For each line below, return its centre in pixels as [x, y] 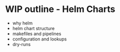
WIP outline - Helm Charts [60, 9]
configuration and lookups [39, 39]
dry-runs [21, 44]
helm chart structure [33, 28]
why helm [22, 23]
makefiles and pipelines [37, 33]
